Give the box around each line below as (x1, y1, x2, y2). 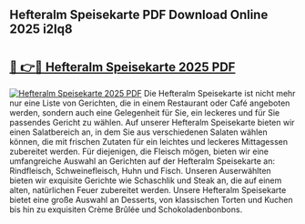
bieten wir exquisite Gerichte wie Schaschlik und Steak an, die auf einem (9, 175, 282, 186)
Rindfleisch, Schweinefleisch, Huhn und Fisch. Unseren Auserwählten (9, 166, 271, 176)
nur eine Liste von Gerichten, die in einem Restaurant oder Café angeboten (9, 97, 290, 108)
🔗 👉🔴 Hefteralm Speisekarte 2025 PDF (9, 59, 236, 75)
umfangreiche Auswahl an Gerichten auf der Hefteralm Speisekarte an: (9, 156, 276, 167)
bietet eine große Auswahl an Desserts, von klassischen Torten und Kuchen (9, 195, 293, 205)
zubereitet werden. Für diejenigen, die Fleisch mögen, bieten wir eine (9, 146, 269, 157)
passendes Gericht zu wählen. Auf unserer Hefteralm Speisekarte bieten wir (9, 117, 295, 127)
